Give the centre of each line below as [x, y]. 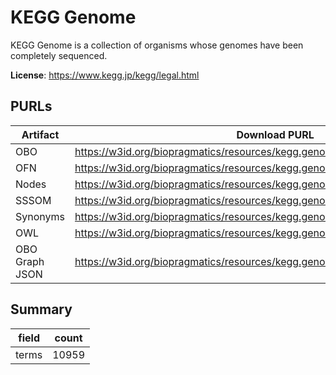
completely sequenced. [59, 55]
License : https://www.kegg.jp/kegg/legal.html [105, 75]
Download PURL [275, 134]
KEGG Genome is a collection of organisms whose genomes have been [157, 45]
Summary [41, 309]
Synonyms [40, 216]
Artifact [40, 134]
